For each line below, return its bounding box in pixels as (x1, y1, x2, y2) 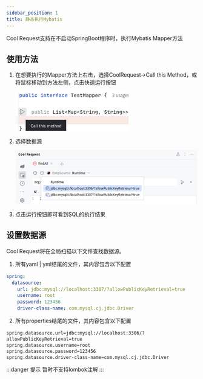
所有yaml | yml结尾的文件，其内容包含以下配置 (15, 260, 131, 268)
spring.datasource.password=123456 (6, 349, 96, 355)
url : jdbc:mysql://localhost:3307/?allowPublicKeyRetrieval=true (17, 286, 186, 292)
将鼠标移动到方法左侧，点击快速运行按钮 (15, 79, 116, 86)
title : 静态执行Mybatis (6, 16, 62, 23)
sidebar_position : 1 (6, 10, 59, 16)
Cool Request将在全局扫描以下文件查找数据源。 (6, 247, 125, 255)
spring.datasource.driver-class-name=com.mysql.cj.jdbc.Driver (6, 355, 170, 361)
